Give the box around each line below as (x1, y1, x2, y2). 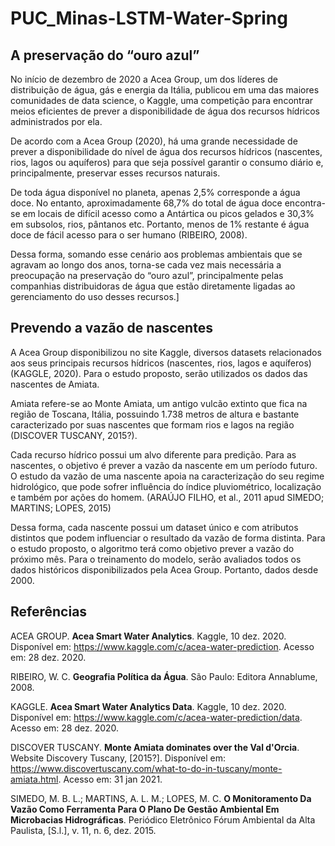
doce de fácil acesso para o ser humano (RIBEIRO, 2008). (10, 229, 248, 241)
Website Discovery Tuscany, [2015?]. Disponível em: (10, 752, 226, 764)
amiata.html (10, 773, 59, 785)
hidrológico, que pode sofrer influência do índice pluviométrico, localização (10, 480, 322, 492)
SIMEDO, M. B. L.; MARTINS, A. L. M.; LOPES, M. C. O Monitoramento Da (10, 792, 312, 804)
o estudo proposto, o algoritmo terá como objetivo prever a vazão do (10, 542, 295, 554)
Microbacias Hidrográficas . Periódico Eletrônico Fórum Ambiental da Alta (10, 813, 316, 826)
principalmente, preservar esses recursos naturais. (10, 167, 221, 179)
